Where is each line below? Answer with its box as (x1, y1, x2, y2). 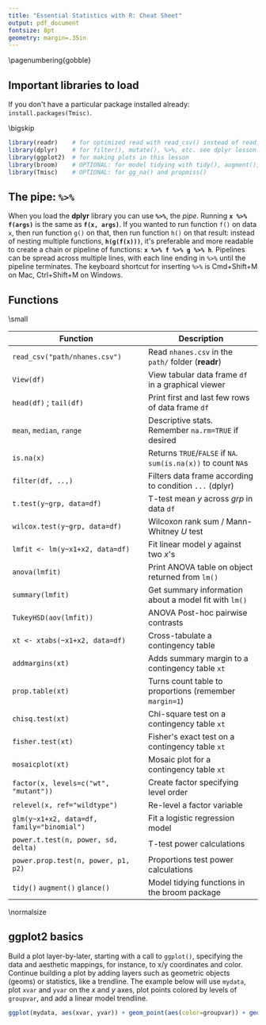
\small (8, 314, 28, 324)
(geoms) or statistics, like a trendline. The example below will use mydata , (8, 977, 246, 986)
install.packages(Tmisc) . (8, 108, 93, 117)
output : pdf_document (8, 19, 80, 27)
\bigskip (8, 124, 35, 133)
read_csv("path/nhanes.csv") (12, 352, 122, 362)
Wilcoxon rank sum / (147, 516, 224, 528)
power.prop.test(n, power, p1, (12, 856, 131, 866)
